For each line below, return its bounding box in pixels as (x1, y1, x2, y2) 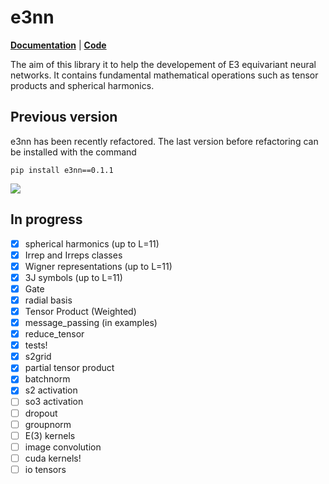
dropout (24, 407, 58, 419)
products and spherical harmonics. (10, 79, 155, 91)
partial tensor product (24, 362, 115, 374)
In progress (10, 211, 83, 228)
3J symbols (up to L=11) (24, 271, 123, 283)
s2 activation (24, 384, 78, 396)
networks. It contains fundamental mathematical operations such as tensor (10, 69, 319, 81)
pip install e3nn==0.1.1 (10, 165, 114, 175)
